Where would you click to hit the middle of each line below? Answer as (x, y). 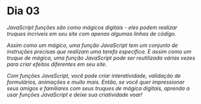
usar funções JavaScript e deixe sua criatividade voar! (75, 94)
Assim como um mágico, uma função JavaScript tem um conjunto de (92, 45)
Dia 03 (23, 11)
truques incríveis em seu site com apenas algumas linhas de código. (92, 33)
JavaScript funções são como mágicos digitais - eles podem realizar (92, 27)
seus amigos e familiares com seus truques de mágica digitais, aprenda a (98, 88)
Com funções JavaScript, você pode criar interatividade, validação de (94, 75)
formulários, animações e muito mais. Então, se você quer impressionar (96, 82)
